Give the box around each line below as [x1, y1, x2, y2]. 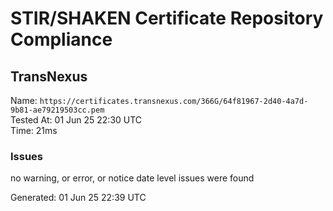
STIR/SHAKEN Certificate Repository [10, 7, 324, 30]
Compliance [10, 28, 113, 51]
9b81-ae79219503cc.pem [10, 105, 105, 115]
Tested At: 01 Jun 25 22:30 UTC [10, 114, 143, 126]
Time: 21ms [10, 125, 58, 136]
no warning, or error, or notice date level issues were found [10, 172, 255, 184]
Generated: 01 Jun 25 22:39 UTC [10, 192, 147, 204]
